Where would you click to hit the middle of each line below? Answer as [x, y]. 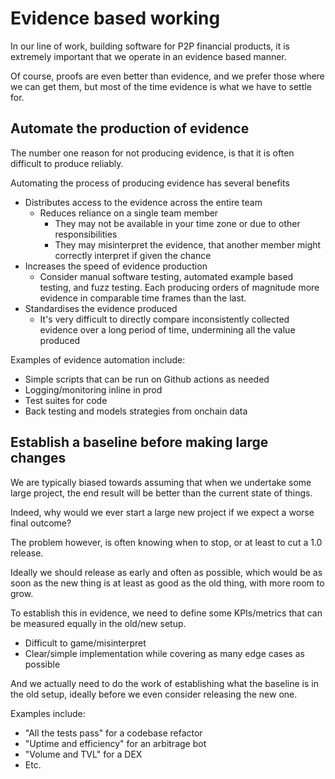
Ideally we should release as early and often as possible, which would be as [166, 572]
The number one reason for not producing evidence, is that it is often [152, 153]
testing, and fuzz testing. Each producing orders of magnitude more [179, 287]
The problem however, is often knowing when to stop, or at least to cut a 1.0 [166, 542]
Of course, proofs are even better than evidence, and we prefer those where [167, 76]
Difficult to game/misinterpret [85, 643]
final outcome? [41, 523]
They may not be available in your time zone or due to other [177, 223]
